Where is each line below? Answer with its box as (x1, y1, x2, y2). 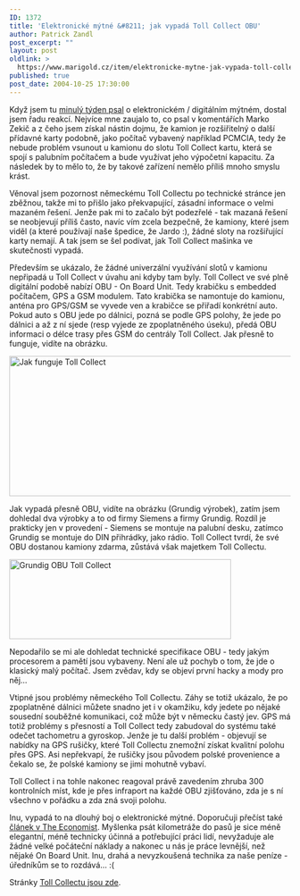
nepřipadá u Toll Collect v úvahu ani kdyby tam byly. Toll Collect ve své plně (9, 272, 288, 282)
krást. (9, 171, 30, 181)
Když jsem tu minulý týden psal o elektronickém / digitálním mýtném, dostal (9, 104, 287, 114)
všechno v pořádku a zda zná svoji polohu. (9, 794, 167, 805)
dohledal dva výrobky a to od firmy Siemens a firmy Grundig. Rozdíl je (9, 513, 266, 523)
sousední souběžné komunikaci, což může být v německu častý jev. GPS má (9, 711, 291, 722)
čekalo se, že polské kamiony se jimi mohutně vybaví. (9, 758, 207, 769)
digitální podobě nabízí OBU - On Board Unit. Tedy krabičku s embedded (9, 281, 277, 291)
